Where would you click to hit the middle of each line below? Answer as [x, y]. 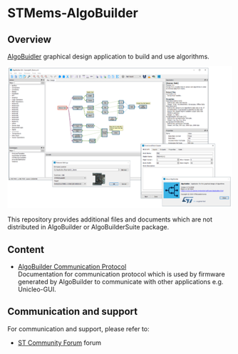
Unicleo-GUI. [37, 289]
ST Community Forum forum [59, 343]
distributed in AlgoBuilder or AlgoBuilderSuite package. [88, 227]
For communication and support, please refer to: [78, 328]
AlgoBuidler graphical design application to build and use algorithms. [109, 56]
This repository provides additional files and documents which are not [110, 219]
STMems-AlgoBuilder [73, 13]
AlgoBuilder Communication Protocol [72, 267]
